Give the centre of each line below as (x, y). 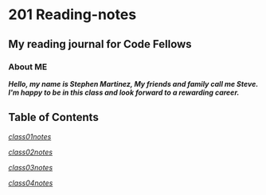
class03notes (31, 167)
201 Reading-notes (72, 15)
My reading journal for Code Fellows (100, 44)
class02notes (31, 152)
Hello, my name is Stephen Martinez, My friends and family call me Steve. (133, 84)
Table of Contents (54, 117)
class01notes (30, 136)
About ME (28, 67)
